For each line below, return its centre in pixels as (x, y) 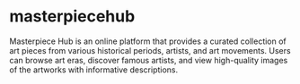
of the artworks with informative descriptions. (94, 70)
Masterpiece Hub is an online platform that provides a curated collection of (148, 41)
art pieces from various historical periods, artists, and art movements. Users (150, 50)
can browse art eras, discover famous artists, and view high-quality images (149, 60)
